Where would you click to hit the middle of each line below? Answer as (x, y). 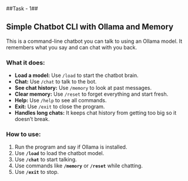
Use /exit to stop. (37, 172)
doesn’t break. (32, 119)
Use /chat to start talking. (46, 160)
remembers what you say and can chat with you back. (72, 47)
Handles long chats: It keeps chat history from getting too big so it (95, 113)
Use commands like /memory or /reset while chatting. (78, 166)
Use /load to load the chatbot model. (59, 153)
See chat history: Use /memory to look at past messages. (83, 88)
